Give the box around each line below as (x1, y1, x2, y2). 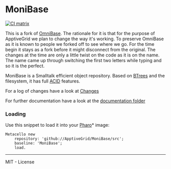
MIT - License (5, 159, 35, 165)
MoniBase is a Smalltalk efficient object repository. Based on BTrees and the (5, 72, 165, 78)
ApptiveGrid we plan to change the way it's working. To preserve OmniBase (5, 36, 164, 42)
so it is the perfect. (5, 63, 45, 69)
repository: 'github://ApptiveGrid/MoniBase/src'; (14, 136, 124, 142)
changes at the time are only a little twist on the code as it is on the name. (5, 52, 160, 58)
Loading (5, 110, 26, 118)
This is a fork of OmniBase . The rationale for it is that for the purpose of (5, 30, 155, 36)
